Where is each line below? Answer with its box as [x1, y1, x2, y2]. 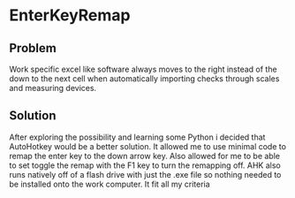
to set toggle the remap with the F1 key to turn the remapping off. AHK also [9, 160, 281, 171]
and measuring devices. [9, 83, 97, 93]
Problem [9, 41, 57, 56]
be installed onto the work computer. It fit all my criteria [9, 179, 210, 189]
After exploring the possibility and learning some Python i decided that [9, 132, 266, 142]
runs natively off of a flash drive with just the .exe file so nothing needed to [9, 169, 282, 179]
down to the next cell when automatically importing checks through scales [9, 73, 280, 84]
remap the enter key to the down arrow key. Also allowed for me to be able [9, 150, 281, 161]
